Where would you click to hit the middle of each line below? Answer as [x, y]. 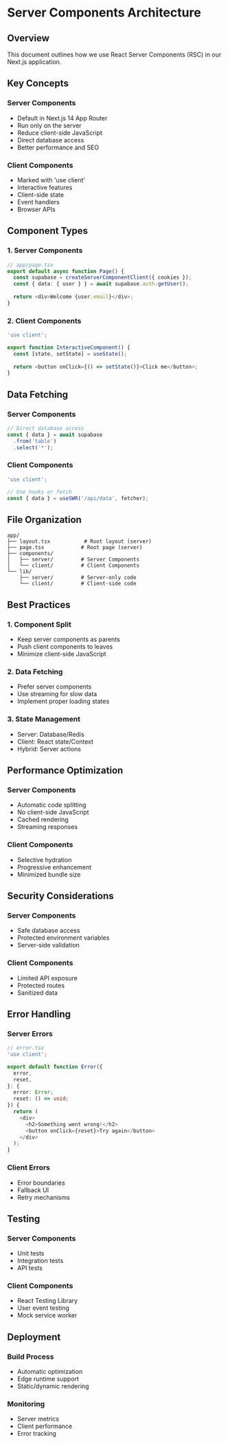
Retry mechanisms [43, 1197]
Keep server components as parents [68, 639]
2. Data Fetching [35, 671]
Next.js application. [34, 62]
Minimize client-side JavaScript [61, 654]
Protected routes [41, 985]
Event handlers [38, 202]
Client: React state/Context [55, 742]
